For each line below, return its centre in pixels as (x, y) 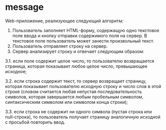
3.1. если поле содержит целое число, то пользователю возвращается (80, 61)
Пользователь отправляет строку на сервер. (60, 46)
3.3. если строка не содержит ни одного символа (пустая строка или (79, 111)
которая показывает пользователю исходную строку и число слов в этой (83, 86)
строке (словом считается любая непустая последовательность (74, 91)
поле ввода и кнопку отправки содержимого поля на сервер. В (80, 36)
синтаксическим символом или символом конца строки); (66, 102)
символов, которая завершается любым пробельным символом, (74, 97)
